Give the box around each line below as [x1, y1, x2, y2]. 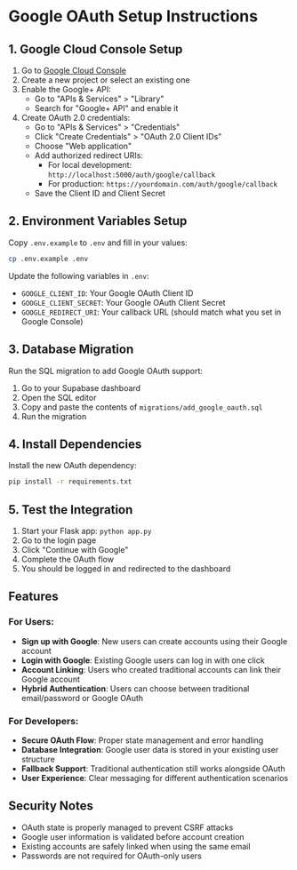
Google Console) [20, 315, 84, 326]
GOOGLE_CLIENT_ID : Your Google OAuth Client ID [20, 287, 194, 299]
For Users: [8, 616, 54, 628]
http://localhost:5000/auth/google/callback [47, 171, 216, 180]
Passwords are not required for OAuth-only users [20, 850, 202, 861]
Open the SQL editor [20, 392, 97, 403]
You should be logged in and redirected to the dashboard [20, 563, 231, 574]
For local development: [47, 160, 132, 170]
